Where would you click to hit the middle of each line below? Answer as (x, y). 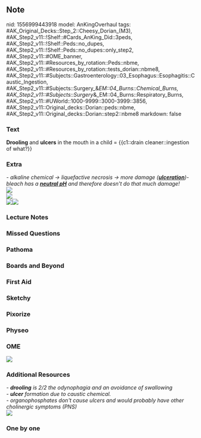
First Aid (19, 282)
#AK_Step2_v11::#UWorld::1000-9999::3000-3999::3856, (77, 101)
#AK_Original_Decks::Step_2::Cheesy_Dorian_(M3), (69, 31)
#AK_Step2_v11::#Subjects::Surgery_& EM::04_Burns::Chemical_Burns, (92, 88)
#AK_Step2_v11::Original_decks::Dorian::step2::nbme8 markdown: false (94, 114)
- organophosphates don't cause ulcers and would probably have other (95, 400)
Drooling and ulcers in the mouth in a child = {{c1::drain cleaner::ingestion (98, 142)
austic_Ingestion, (27, 82)
